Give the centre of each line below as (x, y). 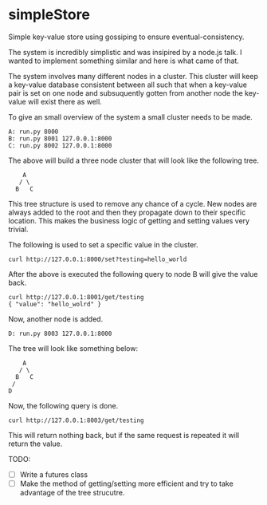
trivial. (18, 229)
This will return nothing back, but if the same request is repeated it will (124, 435)
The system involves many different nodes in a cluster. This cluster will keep (133, 76)
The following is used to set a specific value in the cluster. (103, 244)
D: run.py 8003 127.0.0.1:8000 (60, 333)
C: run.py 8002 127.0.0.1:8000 (60, 145)
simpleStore (49, 15)
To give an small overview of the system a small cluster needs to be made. (130, 116)
